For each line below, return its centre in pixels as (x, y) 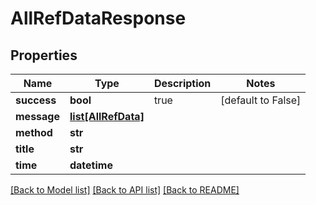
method (34, 132)
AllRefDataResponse (98, 18)
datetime (91, 165)
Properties (44, 55)
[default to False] (261, 100)
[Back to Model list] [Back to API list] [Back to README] (125, 190)
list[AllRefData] (107, 116)
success (36, 100)
